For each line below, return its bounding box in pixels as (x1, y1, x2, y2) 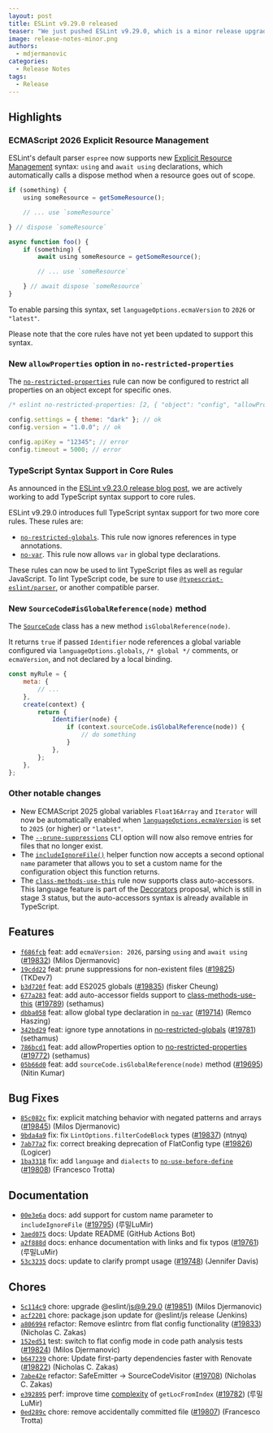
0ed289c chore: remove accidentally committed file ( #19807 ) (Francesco (19, 1407, 261, 1417)
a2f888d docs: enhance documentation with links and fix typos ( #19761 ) (19, 1238, 259, 1247)
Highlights (8, 110, 63, 124)
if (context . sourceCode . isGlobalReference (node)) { (66, 723, 245, 731)
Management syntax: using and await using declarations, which (8, 162, 223, 172)
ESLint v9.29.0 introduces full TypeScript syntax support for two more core (8, 507, 260, 517)
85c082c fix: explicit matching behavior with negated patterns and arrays (19, 1113, 262, 1123)
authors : (8, 42, 38, 50)
